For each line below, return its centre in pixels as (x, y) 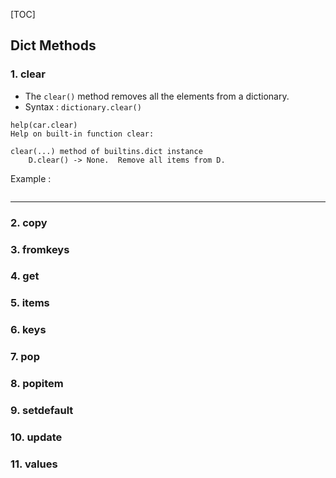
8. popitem (37, 384)
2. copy (29, 222)
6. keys (28, 330)
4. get (25, 276)
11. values (34, 464)
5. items (30, 303)
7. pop (25, 357)
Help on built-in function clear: (82, 134)
